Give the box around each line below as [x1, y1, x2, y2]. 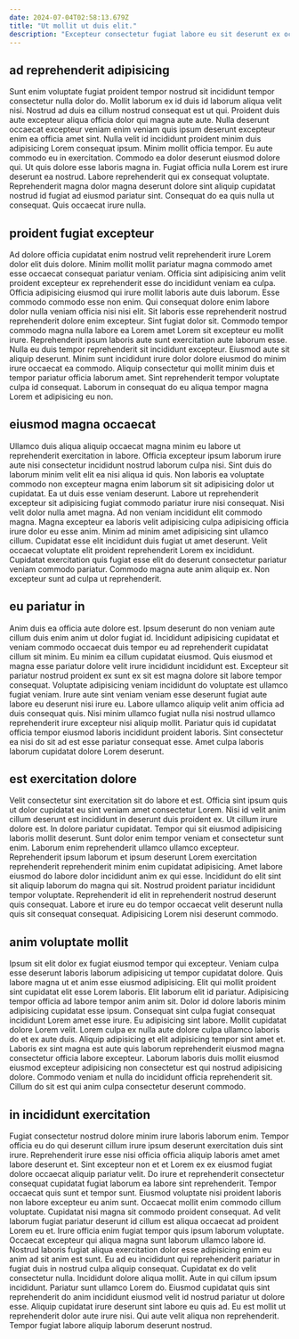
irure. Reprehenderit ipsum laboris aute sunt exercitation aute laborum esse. [9, 335, 287, 345]
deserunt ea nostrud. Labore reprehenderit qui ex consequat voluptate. [9, 171, 270, 183]
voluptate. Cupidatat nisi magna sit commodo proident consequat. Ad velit [9, 1206, 281, 1217]
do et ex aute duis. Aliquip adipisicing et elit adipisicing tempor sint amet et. [9, 1034, 287, 1045]
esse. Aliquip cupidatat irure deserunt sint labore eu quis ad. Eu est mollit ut [9, 1302, 287, 1312]
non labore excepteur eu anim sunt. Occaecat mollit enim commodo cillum [9, 1197, 282, 1208]
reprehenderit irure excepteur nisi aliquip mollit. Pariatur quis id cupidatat [9, 717, 277, 728]
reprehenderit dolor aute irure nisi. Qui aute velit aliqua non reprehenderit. [9, 1310, 279, 1321]
